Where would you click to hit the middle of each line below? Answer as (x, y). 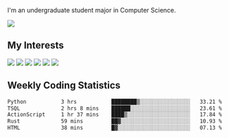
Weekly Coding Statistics (64, 86)
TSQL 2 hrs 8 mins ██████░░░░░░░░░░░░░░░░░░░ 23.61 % (114, 108)
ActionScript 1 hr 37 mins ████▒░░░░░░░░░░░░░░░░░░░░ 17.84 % (114, 115)
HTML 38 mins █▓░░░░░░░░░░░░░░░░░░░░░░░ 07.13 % (114, 128)
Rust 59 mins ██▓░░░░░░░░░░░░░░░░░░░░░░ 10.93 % (114, 121)
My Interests (36, 45)
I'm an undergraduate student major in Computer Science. (92, 10)
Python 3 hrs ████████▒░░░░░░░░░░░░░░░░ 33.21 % (114, 101)
